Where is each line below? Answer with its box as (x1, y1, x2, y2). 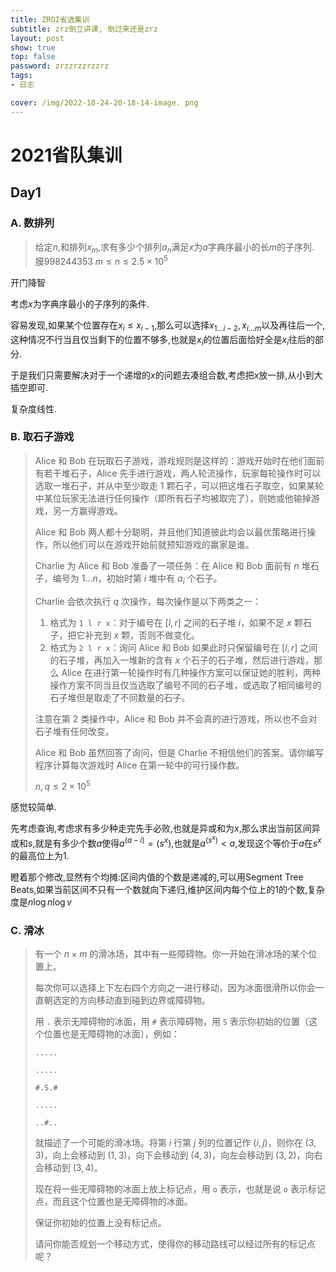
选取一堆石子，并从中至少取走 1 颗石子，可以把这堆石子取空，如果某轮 (34, 479, 325, 491)
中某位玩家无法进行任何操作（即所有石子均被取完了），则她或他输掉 (34, 492, 312, 504)
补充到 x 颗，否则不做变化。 (84, 629, 201, 641)
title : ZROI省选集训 (10, 14, 90, 25)
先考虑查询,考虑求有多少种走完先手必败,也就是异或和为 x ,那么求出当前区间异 (10, 822, 321, 835)
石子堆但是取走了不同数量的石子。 (49, 691, 191, 703)
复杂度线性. (10, 402, 58, 415)
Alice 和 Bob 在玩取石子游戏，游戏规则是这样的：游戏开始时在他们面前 (34, 454, 325, 466)
